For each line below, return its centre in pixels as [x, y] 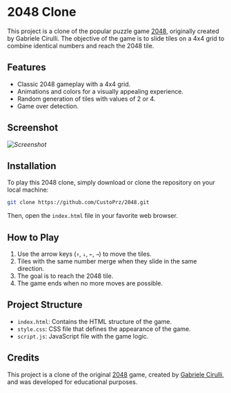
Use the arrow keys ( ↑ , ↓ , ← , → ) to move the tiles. [84, 254]
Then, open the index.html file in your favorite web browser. [92, 216]
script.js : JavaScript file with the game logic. [83, 336]
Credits [23, 358]
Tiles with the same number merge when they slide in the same [107, 261]
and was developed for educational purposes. [72, 382]
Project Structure [45, 305]
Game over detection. [48, 106]
